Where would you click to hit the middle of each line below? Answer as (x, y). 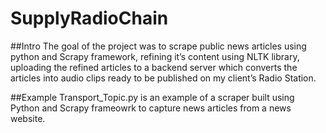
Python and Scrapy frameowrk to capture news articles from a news (151, 108)
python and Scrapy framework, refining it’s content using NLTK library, (155, 56)
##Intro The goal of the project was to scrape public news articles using (158, 46)
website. (28, 118)
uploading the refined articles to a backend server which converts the (154, 67)
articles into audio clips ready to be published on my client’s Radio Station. (163, 78)
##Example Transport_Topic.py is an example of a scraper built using (152, 97)
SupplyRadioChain (89, 18)
